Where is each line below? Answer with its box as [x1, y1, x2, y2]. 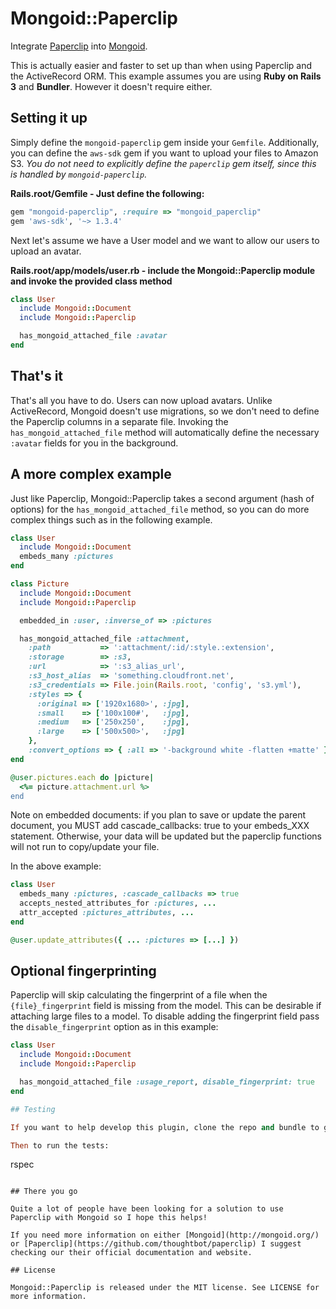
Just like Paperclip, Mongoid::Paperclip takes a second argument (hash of [10, 492, 315, 504]
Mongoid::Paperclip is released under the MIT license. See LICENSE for [10, 1283, 320, 1293]
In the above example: [10, 860, 102, 872]
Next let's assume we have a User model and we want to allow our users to [10, 234, 320, 246]
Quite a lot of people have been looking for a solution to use [10, 1204, 284, 1214]
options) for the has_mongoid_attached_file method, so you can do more [10, 503, 310, 515]
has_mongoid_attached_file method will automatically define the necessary [10, 426, 320, 438]
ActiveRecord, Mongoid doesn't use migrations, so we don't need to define [10, 405, 320, 417]
